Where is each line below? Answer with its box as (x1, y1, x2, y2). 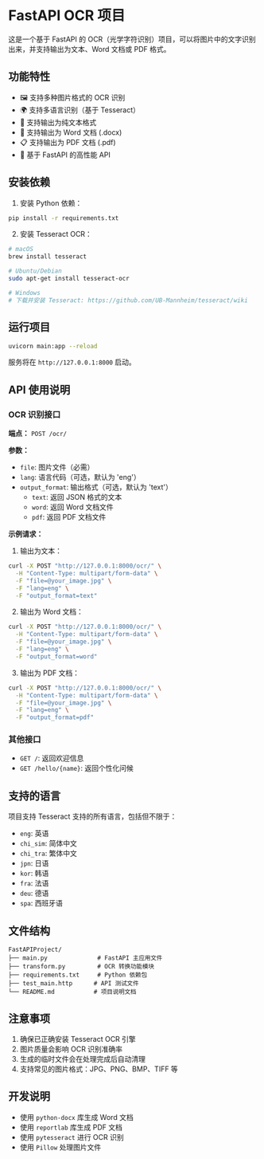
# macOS (8, 246, 34, 253)
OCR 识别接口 (8, 409, 61, 420)
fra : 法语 (19, 878, 49, 888)
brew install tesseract (8, 253, 87, 261)
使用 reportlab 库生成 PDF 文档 (19, 1122, 123, 1132)
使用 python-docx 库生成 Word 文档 (19, 1112, 134, 1122)
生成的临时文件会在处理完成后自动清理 (19, 1054, 146, 1063)
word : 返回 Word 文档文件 (31, 502, 114, 512)
